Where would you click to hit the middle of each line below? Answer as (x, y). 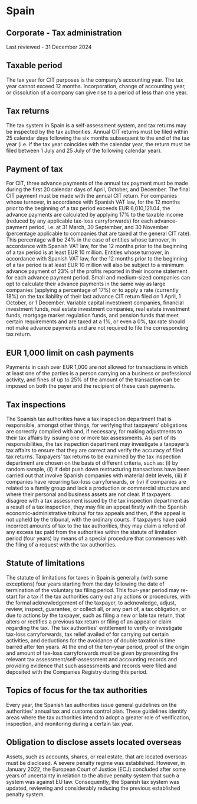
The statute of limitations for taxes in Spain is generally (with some (87, 577)
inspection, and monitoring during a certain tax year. (70, 723)
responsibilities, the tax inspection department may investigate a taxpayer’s (98, 444)
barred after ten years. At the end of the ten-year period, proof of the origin (98, 647)
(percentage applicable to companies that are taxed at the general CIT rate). (98, 234)
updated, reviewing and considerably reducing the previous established (93, 788)
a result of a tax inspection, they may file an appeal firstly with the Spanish (97, 507)
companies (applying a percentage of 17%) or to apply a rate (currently (92, 290)
